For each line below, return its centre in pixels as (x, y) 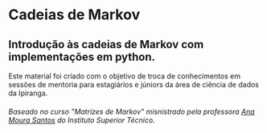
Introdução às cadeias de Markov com (106, 44)
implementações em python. (82, 56)
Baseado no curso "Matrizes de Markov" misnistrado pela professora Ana (131, 111)
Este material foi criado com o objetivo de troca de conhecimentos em (125, 76)
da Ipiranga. (28, 93)
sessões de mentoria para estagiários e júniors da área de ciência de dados (134, 85)
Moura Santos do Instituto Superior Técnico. (82, 120)
